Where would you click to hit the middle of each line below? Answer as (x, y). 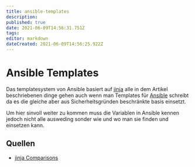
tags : (13, 33)
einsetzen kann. (25, 125)
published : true (26, 22)
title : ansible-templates (37, 11)
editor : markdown (27, 39)
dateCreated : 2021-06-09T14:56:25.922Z (55, 44)
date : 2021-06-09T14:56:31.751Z (45, 28)
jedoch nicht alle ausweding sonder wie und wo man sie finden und (87, 119)
